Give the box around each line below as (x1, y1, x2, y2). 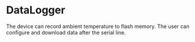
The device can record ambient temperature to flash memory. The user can (6, 23, 190, 30)
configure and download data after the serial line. (6, 29, 126, 36)
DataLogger (6, 3, 66, 17)
